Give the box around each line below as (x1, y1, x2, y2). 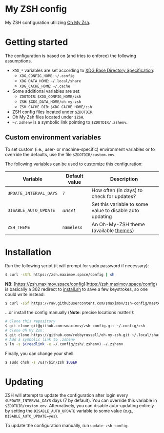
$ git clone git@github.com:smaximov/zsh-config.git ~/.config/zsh (5, 323, 145, 329)
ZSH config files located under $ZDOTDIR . (12, 109, 94, 115)
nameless (62, 224, 83, 230)
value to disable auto (91, 207, 139, 214)
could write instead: (5, 291, 45, 297)
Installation (5, 246, 52, 257)
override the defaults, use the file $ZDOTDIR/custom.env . (5, 151, 116, 157)
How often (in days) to (91, 187, 143, 194)
